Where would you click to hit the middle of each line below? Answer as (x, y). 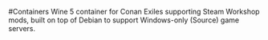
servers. (22, 28)
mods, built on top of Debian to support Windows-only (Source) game (124, 20)
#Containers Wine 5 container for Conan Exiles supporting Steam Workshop (134, 12)
